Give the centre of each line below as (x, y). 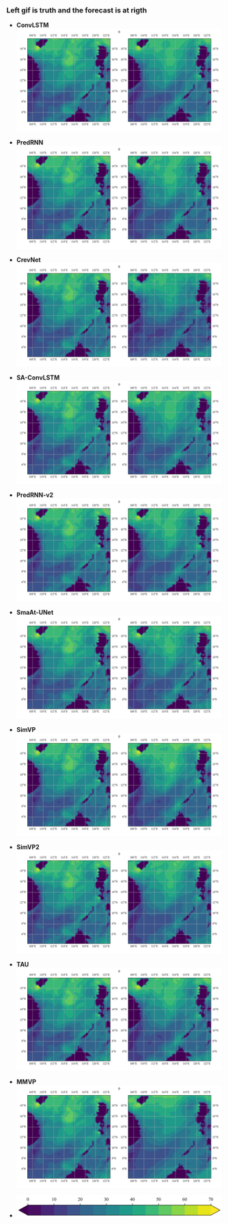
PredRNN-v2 (35, 495)
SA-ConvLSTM (38, 377)
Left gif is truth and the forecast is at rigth (77, 10)
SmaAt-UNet (35, 612)
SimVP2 (28, 847)
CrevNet (29, 260)
